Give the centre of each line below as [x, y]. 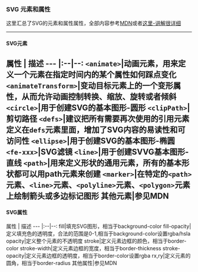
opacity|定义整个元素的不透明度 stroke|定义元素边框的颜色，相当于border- [96, 241]
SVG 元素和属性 [29, 9]
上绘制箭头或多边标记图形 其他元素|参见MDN [88, 196]
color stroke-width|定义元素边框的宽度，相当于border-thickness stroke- [93, 248]
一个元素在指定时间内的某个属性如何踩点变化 [95, 75]
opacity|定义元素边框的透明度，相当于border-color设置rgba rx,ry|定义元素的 [98, 256]
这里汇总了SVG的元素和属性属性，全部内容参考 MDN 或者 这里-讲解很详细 [94, 23]
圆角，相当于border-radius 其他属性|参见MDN [62, 263]
